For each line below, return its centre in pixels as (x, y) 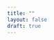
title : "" (21, 13)
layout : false (27, 20)
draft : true (24, 26)
